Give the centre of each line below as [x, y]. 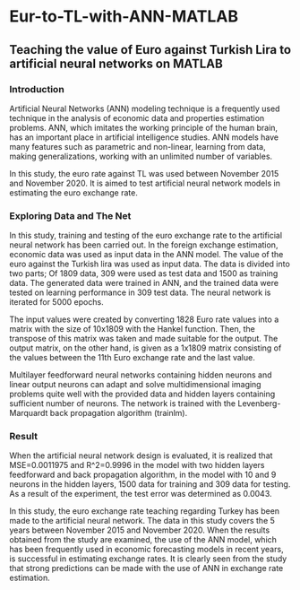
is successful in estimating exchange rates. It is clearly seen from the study [148, 559]
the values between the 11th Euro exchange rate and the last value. [132, 358]
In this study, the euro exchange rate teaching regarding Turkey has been [145, 511]
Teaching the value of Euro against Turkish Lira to [150, 50]
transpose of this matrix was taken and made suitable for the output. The [144, 339]
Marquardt [29, 413]
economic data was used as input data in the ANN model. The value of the [146, 255]
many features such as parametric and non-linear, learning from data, [137, 146]
